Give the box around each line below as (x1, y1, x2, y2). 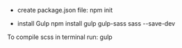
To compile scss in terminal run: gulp (7, 33, 113, 41)
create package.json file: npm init (17, 6, 113, 14)
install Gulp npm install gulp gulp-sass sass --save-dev (17, 19, 176, 27)
